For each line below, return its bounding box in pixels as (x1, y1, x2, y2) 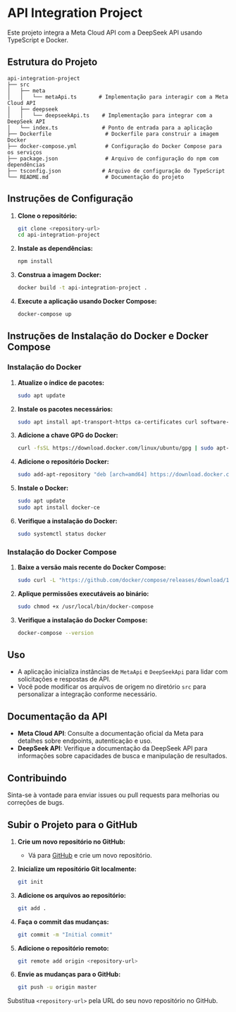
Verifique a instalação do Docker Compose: (17, 615, 148, 624)
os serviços (7, 149, 42, 156)
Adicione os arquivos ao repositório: (17, 891, 127, 899)
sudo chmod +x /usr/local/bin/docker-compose (17, 603, 154, 610)
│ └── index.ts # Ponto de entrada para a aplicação (7, 124, 213, 131)
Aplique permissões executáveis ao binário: (17, 589, 149, 598)
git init (17, 878, 44, 885)
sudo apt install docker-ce (17, 504, 100, 511)
